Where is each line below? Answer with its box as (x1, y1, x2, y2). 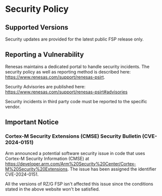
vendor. (5, 104, 21, 110)
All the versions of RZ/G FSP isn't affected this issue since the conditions (5, 181, 154, 187)
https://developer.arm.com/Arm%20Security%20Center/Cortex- (5, 160, 136, 166)
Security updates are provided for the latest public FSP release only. (5, 36, 144, 42)
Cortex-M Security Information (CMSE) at (5, 156, 89, 161)
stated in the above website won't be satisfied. (5, 186, 100, 192)
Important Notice (5, 118, 59, 126)
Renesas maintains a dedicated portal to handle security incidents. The (5, 63, 150, 70)
